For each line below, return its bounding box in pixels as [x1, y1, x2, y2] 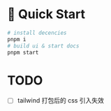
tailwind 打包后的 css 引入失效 [17, 96, 105, 105]
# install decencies [7, 29, 68, 36]
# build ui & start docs [7, 42, 80, 50]
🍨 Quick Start [7, 6, 86, 22]
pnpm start [7, 49, 39, 56]
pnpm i [7, 36, 27, 43]
